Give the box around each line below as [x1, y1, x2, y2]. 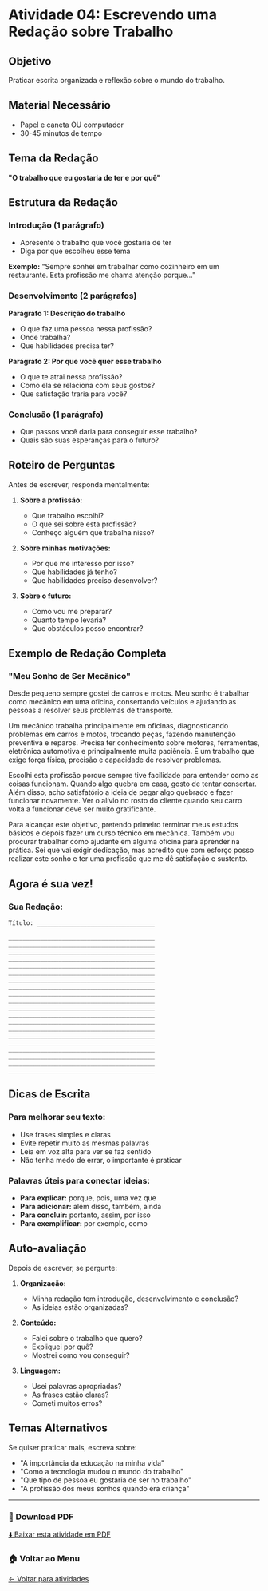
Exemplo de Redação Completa [8, 647, 167, 661]
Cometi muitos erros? [31, 1398, 103, 1407]
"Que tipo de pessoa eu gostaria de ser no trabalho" [19, 1475, 192, 1485]
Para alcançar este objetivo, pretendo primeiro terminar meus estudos [8, 820, 239, 830]
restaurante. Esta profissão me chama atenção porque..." [8, 270, 196, 280]
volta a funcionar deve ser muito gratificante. [8, 804, 156, 814]
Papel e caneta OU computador [19, 120, 124, 129]
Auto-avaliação [8, 1242, 87, 1256]
